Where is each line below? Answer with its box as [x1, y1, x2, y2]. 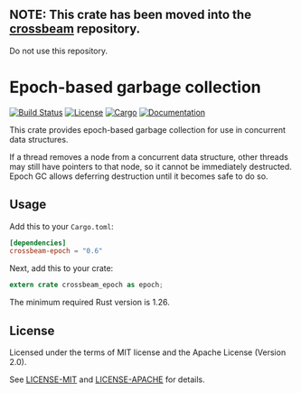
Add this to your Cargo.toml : [9, 220, 115, 231]
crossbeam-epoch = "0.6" [9, 247, 103, 256]
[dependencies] [9, 239, 67, 248]
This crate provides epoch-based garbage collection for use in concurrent [9, 124, 287, 135]
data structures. [9, 134, 69, 145]
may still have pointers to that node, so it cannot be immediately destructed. [9, 161, 292, 172]
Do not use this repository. [9, 45, 108, 56]
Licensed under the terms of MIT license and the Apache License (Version [9, 347, 287, 358]
